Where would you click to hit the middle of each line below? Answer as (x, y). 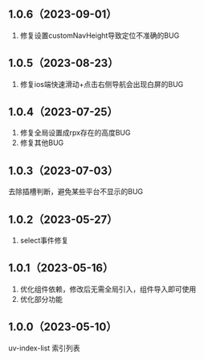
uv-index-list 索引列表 (44, 348)
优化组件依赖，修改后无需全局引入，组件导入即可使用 (108, 289)
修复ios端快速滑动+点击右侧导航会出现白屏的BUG (102, 84)
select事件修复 (44, 241)
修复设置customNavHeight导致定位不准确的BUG (100, 35)
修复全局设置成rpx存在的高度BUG (75, 133)
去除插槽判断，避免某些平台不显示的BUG (76, 192)
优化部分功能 (41, 299)
